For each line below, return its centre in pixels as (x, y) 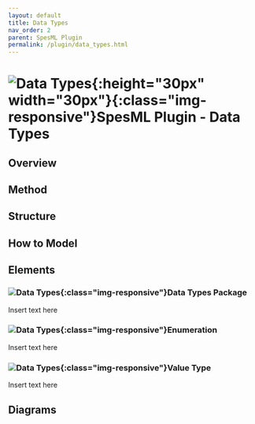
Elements (32, 270)
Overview (33, 163)
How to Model (43, 243)
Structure (32, 216)
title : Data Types (38, 23)
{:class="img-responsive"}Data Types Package (154, 292)
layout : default (35, 15)
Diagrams (32, 409)
